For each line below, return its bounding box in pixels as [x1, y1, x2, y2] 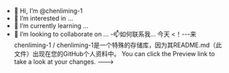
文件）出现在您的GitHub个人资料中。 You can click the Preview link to [13, 50, 215, 58]
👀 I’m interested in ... [13, 14, 74, 22]
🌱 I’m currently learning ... [13, 22, 89, 29]
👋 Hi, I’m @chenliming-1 [13, 7, 83, 15]
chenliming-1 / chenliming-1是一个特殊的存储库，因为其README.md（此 [13, 41, 223, 49]
